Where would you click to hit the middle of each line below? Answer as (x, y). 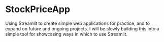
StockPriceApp (38, 9)
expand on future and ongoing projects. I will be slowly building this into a (82, 28)
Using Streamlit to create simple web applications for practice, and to (78, 23)
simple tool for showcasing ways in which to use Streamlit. (67, 34)
